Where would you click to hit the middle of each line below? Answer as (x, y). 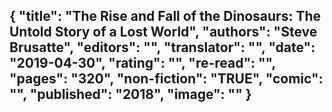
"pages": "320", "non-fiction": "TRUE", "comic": (166, 79)
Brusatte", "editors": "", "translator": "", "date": (162, 47)
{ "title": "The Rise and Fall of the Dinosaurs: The (165, 16)
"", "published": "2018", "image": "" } (130, 94)
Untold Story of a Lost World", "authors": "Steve (163, 32)
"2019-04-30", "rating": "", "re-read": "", (142, 63)
